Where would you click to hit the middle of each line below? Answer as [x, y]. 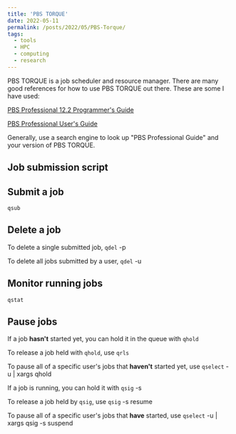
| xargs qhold [32, 374]
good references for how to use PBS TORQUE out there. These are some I [116, 88]
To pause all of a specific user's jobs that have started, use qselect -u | [112, 415]
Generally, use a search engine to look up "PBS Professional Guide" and [113, 137]
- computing [32, 54]
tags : [15, 34]
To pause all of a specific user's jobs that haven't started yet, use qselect [116, 367]
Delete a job [34, 230]
